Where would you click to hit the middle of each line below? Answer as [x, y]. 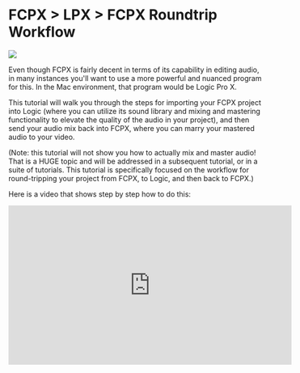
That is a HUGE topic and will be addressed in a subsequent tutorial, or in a [133, 161]
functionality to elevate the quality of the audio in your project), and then [129, 120]
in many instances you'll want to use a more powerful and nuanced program [135, 78]
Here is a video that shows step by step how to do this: [100, 194]
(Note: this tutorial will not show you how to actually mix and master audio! [132, 152]
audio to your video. [42, 137]
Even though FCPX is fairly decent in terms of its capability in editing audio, [134, 70]
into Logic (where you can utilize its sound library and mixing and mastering [135, 111]
